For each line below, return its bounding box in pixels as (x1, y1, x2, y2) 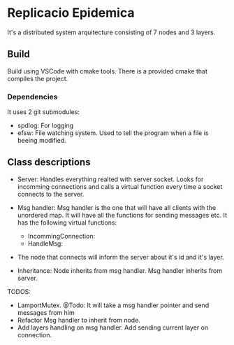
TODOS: (7, 287, 31, 295)
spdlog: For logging (17, 121, 74, 130)
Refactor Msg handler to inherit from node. (17, 316, 141, 324)
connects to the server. (17, 190, 85, 198)
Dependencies (7, 92, 58, 101)
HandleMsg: (27, 239, 63, 248)
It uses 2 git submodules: (7, 108, 80, 116)
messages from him (17, 308, 75, 316)
